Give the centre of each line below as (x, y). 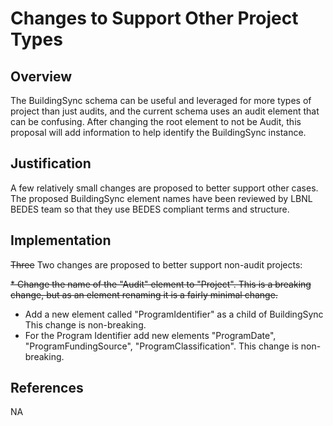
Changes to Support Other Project (154, 18)
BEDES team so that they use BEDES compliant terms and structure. (150, 209)
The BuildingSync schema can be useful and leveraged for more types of (161, 100)
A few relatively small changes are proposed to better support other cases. (164, 188)
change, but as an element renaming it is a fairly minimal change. (144, 294)
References (47, 388)
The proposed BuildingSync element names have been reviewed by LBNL (161, 198)
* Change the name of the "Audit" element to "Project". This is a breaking (161, 284)
